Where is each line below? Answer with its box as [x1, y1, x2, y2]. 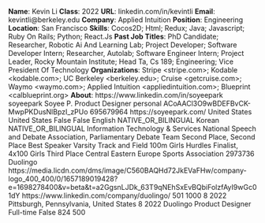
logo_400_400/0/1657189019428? [8, 174, 118, 184]
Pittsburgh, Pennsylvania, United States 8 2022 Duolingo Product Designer [8, 199, 252, 208]
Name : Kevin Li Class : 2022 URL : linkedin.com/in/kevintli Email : [8, 7, 215, 16]
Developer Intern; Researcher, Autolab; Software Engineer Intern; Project [8, 49, 244, 58]
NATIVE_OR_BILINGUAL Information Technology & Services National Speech [8, 124, 256, 133]
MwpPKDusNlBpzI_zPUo [8, 107, 88, 117]
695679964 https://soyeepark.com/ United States [89, 107, 252, 117]
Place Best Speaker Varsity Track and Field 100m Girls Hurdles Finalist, [8, 141, 239, 150]
